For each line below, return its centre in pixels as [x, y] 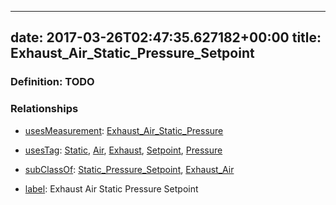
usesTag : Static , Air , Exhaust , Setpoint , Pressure [123, 150]
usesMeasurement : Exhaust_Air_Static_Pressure [124, 130]
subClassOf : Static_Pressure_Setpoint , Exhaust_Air [129, 169]
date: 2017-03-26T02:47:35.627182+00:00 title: [166, 37]
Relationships [44, 109]
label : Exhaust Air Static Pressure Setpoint [111, 188]
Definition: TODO [52, 82]
